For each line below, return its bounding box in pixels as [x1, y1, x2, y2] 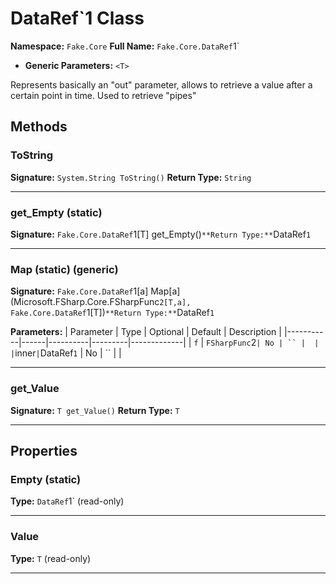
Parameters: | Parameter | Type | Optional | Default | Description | [10, 326, 282, 338]
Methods [10, 118, 68, 136]
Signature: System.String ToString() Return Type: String [10, 171, 252, 183]
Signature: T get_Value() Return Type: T [10, 404, 180, 416]
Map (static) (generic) [10, 262, 119, 276]
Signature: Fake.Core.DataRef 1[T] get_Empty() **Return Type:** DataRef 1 [10, 228, 312, 240]
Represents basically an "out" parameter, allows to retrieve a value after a [10, 78, 313, 91]
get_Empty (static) [10, 205, 103, 219]
